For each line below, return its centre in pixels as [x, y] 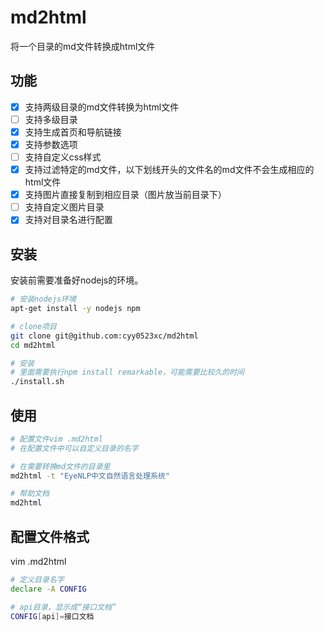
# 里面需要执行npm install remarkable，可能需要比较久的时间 [127, 372]
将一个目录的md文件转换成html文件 [83, 46]
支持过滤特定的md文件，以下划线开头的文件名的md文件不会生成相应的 [169, 170]
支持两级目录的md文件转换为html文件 [102, 107]
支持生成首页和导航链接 [73, 132]
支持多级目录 [51, 119]
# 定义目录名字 [37, 580]
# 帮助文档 [30, 494]
